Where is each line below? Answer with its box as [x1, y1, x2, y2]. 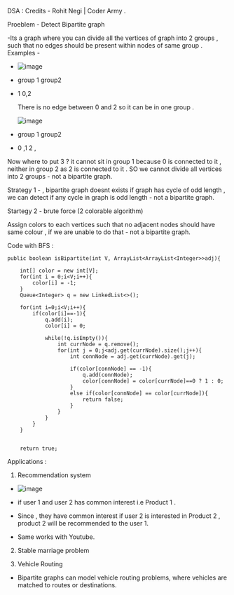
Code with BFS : [7, 242, 54, 249]
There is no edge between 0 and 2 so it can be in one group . [17, 103, 195, 111]
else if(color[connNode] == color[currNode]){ [69, 390, 209, 397]
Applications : [7, 458, 47, 465]
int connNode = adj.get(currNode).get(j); [69, 353, 196, 360]
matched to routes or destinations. [17, 581, 117, 589]
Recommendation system [17, 471, 91, 479]
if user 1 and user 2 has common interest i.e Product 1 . [17, 498, 177, 506]
